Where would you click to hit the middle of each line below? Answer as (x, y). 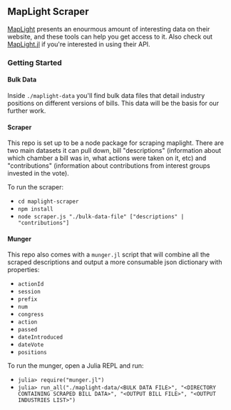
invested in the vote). (38, 174)
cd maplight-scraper (48, 202)
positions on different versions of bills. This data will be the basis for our (113, 103)
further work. (27, 111)
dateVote (31, 345)
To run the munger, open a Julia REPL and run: (76, 366)
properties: (24, 270)
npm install (35, 209)
